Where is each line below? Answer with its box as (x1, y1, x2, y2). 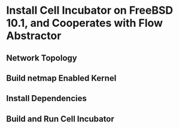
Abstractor (6, 29, 62, 42)
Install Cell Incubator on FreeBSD (6, 4, 174, 17)
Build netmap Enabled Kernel (6, 73, 117, 83)
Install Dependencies (6, 93, 87, 103)
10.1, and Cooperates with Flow (6, 16, 163, 30)
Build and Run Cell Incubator (6, 114, 115, 124)
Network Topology (6, 53, 77, 63)
